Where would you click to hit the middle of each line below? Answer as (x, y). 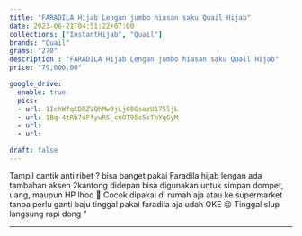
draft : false (34, 150)
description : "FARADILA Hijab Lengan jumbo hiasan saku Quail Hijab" (144, 59)
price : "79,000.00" (46, 68)
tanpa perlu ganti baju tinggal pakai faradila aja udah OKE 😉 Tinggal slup (145, 204)
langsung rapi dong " (48, 214)
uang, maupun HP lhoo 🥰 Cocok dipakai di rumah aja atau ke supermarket (146, 195)
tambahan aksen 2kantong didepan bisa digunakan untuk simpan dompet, (147, 185)
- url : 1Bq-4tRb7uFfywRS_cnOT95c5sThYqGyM (98, 118)
